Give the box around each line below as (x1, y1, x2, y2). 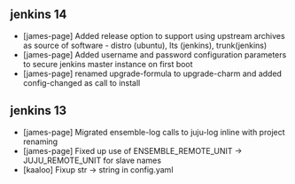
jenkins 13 (10, 103, 67, 119)
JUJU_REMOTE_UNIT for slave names (22, 155, 162, 165)
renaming (22, 136, 58, 147)
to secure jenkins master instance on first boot (22, 58, 193, 69)
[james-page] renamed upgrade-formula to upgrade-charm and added (22, 68, 283, 79)
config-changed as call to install (22, 77, 141, 88)
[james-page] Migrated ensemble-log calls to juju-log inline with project (22, 126, 286, 137)
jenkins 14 (10, 7, 67, 22)
